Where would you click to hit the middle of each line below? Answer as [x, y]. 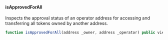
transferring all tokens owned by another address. [57, 23]
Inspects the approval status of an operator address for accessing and [77, 18]
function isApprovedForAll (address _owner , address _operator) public [80, 32]
